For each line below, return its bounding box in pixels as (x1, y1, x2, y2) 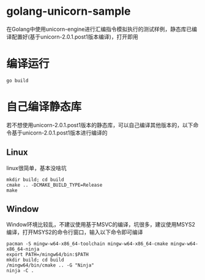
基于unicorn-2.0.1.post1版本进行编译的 (11, 129, 108, 136)
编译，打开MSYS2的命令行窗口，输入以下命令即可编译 (6, 228, 143, 236)
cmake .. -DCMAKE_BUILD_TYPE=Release (6, 182, 103, 188)
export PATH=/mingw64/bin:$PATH (6, 252, 89, 258)
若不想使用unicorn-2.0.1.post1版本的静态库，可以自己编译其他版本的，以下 (6, 121, 193, 128)
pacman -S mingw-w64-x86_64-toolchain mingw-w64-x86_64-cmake (6, 241, 168, 247)
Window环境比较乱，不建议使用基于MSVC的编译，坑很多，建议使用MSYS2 (6, 221, 196, 228)
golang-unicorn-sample (6, 4, 131, 18)
